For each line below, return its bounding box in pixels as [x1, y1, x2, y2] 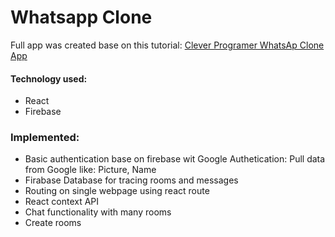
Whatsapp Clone [10, 6, 153, 29]
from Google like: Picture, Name [24, 164, 157, 176]
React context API [24, 196, 100, 208]
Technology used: [10, 72, 88, 85]
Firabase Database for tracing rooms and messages [24, 174, 239, 186]
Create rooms [24, 217, 82, 229]
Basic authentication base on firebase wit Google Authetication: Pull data [24, 153, 326, 165]
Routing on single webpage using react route [24, 185, 210, 197]
